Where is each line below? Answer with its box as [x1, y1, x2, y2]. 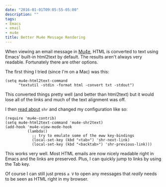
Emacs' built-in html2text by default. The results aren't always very [5, 54, 143, 60]
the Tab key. [5, 161, 30, 167]
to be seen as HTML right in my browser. [5, 176, 88, 182]
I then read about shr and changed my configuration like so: [5, 106, 128, 112]
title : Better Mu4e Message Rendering [5, 35, 85, 40]
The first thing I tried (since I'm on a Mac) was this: [5, 68, 109, 74]
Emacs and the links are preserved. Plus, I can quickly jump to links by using [5, 156, 162, 162]
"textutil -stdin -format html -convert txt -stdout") [18, 82, 135, 87]
